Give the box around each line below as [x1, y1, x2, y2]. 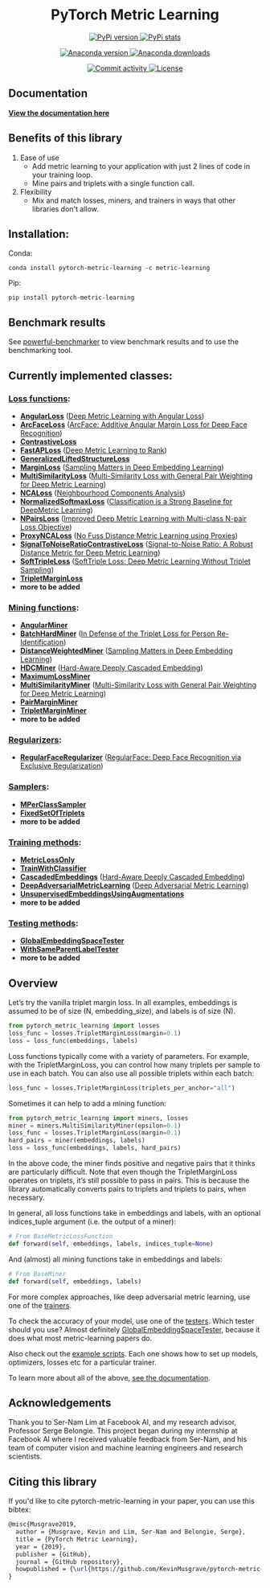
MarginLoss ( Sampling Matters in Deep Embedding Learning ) [19, 462, 224, 472]
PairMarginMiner [19, 697, 79, 707]
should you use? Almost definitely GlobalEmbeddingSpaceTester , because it [8, 1324, 260, 1334]
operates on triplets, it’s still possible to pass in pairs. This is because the [8, 1176, 250, 1185]
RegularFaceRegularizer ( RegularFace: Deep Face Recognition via [19, 753, 242, 762]
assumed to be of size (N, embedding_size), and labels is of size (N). [8, 1007, 235, 1016]
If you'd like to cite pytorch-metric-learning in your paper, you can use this [8, 1496, 255, 1506]
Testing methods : [8, 917, 79, 929]
